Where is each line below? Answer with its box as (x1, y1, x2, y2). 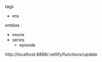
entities (5, 22, 20, 28)
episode (19, 42, 36, 47)
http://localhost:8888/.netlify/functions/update (5, 51, 98, 57)
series (12, 37, 25, 43)
